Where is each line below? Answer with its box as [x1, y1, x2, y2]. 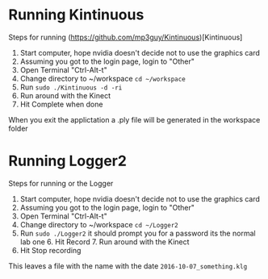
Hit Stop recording [19, 245, 82, 255]
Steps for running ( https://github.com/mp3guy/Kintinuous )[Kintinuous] [8, 32, 243, 42]
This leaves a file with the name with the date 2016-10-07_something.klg [8, 260, 248, 271]
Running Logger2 [8, 152, 128, 170]
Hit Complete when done [19, 99, 103, 109]
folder [8, 123, 28, 133]
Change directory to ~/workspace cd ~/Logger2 [19, 219, 179, 229]
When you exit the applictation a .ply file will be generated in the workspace [8, 115, 261, 124]
